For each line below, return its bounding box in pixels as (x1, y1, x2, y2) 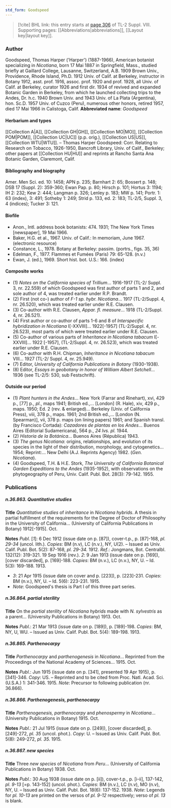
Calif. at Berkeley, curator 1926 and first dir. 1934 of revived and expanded (5, 84, 161, 90)
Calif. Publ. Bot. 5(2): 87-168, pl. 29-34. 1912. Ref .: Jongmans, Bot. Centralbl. (5, 546, 166, 552)
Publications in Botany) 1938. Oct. (5, 766, 76, 772)
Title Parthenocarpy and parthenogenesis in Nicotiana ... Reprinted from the (5, 653, 165, 660)
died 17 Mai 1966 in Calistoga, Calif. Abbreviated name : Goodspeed (5, 105, 148, 111)
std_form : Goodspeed (5, 7, 49, 13)
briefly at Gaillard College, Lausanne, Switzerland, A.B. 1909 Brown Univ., (5, 68, 159, 74)
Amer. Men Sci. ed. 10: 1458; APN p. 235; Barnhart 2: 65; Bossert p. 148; (5, 179, 157, 185)
